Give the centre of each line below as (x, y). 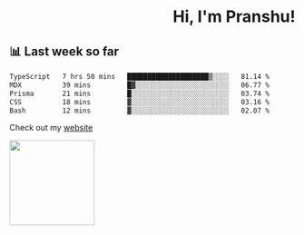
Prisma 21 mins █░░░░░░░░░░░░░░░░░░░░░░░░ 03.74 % (140, 93)
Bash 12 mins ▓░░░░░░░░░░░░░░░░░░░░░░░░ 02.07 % (140, 111)
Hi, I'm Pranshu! (234, 17)
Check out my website (51, 128)
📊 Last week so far (64, 51)
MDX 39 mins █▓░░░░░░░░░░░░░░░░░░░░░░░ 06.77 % (140, 85)
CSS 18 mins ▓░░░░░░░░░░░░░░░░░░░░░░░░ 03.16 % (140, 102)
